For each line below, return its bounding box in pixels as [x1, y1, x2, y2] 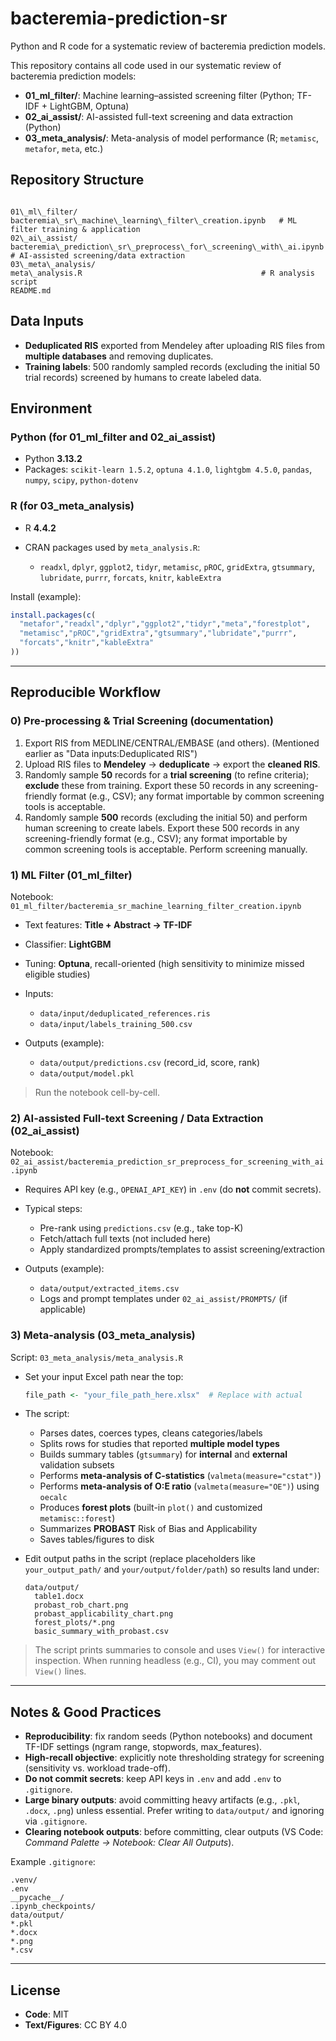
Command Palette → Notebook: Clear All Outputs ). [24, 1837, 235, 1849]
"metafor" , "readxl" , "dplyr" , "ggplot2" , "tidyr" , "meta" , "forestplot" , [19, 619, 311, 629]
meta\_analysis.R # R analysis [10, 268, 315, 278]
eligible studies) [24, 968, 91, 980]
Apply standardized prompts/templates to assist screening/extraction [39, 1243, 325, 1256]
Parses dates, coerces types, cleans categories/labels [39, 1427, 263, 1439]
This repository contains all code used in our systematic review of [10, 59, 282, 71]
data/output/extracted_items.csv [39, 1284, 180, 1294]
